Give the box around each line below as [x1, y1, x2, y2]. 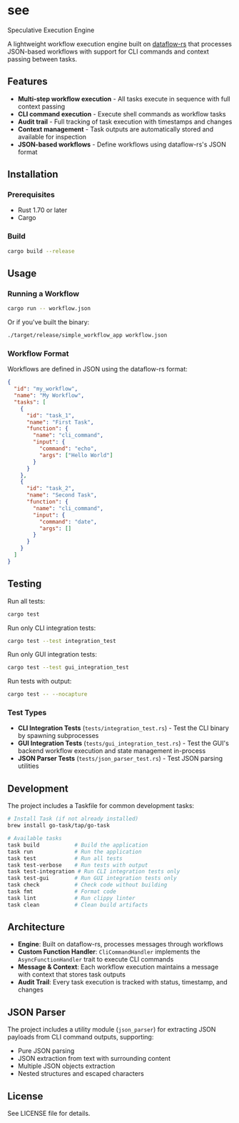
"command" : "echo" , [39, 445, 98, 452]
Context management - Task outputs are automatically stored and [17, 124, 214, 134]
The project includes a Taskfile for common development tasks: [7, 802, 195, 810]
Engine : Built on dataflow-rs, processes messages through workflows [17, 940, 223, 949]
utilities [17, 762, 39, 770]
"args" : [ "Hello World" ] [39, 451, 113, 459]
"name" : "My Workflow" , [14, 392, 84, 399]
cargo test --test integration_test [7, 637, 116, 644]
